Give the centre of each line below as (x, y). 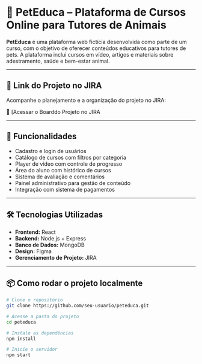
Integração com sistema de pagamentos (65, 189)
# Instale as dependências (40, 333)
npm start (19, 355)
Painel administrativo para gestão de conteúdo (73, 183)
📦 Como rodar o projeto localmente (75, 283)
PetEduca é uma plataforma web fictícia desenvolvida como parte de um (97, 42)
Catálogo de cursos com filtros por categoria (70, 157)
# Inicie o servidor (32, 350)
